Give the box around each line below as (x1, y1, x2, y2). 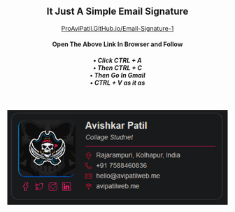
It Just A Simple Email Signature (46, 6, 189, 17)
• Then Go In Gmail (90, 71, 145, 79)
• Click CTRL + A (93, 56, 142, 64)
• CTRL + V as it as (90, 78, 145, 87)
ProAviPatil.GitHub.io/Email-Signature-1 (61, 24, 174, 32)
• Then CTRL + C (93, 64, 142, 72)
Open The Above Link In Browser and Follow (52, 40, 183, 48)
